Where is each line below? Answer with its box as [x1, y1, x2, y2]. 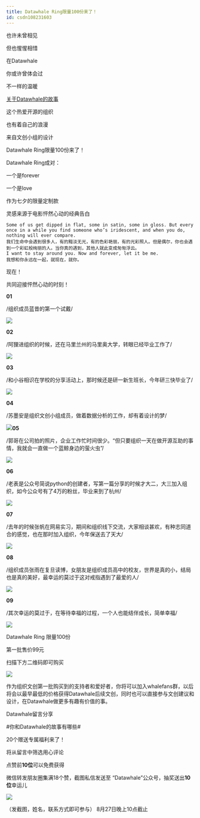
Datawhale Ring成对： [6, 159, 61, 166]
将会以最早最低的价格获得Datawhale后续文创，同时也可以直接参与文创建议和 [6, 690, 195, 697]
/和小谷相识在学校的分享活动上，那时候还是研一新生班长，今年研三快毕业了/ [6, 376, 193, 384]
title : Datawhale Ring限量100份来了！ [6, 8, 97, 15]
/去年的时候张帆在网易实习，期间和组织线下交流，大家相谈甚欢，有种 [6, 523, 176, 530]
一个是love [6, 184, 33, 192]
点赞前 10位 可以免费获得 [6, 761, 64, 768]
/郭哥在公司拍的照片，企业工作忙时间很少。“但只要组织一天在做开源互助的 [6, 437, 189, 444]
